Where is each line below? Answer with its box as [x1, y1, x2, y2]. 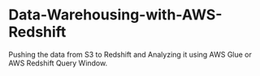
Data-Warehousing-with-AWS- [8, 6, 223, 24]
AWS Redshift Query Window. [8, 58, 108, 68]
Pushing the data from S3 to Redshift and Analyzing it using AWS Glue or [8, 49, 252, 59]
